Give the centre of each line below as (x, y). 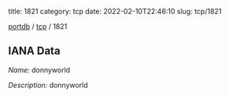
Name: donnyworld (39, 70)
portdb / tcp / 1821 (38, 26)
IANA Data (34, 51)
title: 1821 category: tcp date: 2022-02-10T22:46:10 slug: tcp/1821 (115, 11)
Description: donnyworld (48, 84)
